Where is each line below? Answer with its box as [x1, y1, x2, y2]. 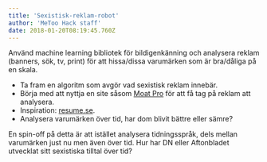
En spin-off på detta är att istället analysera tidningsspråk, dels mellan [8, 129, 238, 139]
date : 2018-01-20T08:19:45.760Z [8, 26, 116, 34]
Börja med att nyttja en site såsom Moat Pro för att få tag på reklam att [19, 89, 251, 98]
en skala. [8, 65, 38, 75]
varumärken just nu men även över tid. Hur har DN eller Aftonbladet [8, 138, 230, 148]
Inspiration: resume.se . [19, 106, 96, 115]
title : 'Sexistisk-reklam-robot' [8, 11, 120, 20]
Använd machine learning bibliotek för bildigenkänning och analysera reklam [8, 48, 260, 58]
